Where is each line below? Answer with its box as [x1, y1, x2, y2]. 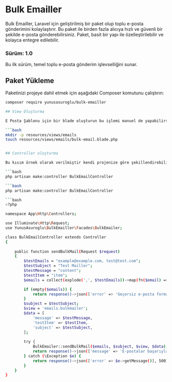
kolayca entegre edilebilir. [5, 37, 59, 43]
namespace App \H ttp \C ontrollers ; [5, 211, 77, 216]
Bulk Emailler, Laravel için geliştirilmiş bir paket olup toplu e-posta [5, 21, 144, 27]
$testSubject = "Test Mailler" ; [24, 263, 93, 269]
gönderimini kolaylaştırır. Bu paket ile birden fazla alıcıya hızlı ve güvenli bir [5, 26, 163, 32]
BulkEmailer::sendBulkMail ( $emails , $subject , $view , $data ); [32, 344, 168, 349]
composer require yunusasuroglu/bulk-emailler [5, 100, 106, 105]
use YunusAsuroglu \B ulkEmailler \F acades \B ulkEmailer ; [5, 226, 123, 231]
